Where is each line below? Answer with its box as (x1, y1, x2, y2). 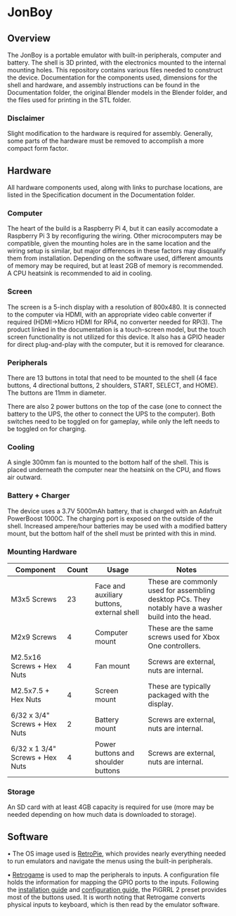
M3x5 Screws (11, 594, 57, 604)
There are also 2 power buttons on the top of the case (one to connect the (7, 402, 223, 410)
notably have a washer (147, 603, 223, 613)
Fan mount (94, 661, 130, 670)
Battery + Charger (7, 490, 70, 500)
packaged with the (147, 690, 209, 700)
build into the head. (147, 611, 211, 621)
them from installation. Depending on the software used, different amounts (7, 254, 223, 262)
